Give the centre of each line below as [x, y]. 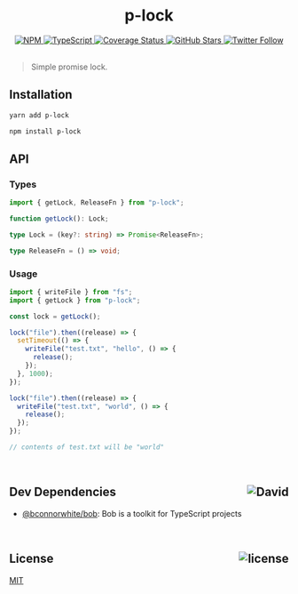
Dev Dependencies [63, 492]
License [31, 559]
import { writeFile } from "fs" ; [71, 292]
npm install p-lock [45, 131]
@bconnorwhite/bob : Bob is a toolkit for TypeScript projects [132, 513]
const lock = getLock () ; [55, 317]
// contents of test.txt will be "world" [87, 447]
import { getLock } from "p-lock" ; [75, 300]
